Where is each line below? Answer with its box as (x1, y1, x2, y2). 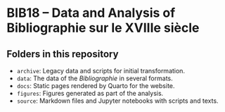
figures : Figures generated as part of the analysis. (16, 89, 164, 97)
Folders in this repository (6, 48, 119, 60)
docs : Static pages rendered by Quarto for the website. (16, 82, 175, 89)
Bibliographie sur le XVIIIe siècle (6, 20, 200, 36)
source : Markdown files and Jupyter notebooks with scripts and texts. (16, 97, 219, 105)
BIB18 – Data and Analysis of (6, 5, 176, 21)
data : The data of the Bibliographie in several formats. (16, 74, 173, 82)
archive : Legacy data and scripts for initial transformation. (16, 67, 186, 75)
